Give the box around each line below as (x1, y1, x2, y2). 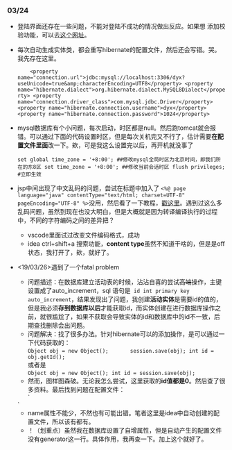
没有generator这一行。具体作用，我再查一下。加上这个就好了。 (27, 435, 208, 443)
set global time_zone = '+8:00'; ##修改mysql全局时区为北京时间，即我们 (17, 156, 216, 163)
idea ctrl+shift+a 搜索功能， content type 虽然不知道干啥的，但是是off (27, 240, 225, 248)
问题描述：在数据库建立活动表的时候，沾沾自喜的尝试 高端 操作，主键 (27, 278, 222, 286)
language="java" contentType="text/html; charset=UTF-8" (17, 192, 186, 199)
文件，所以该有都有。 (33, 417, 95, 426)
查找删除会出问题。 (33, 322, 89, 330)
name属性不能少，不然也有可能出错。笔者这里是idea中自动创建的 (27, 409, 214, 417)
